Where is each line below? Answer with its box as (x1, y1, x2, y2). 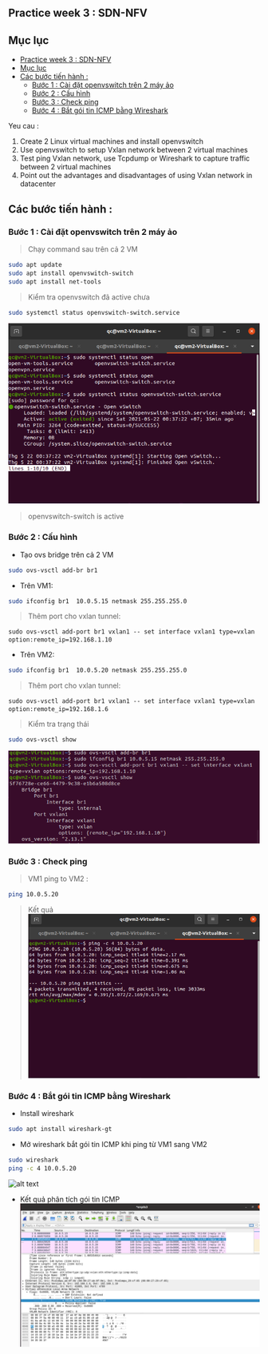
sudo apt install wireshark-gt (8, 1125, 112, 1133)
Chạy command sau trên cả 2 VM (27, 244, 138, 254)
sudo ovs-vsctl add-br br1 (8, 566, 98, 574)
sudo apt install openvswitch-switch (8, 269, 134, 277)
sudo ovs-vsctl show (8, 736, 77, 744)
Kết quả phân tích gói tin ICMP (19, 1194, 120, 1204)
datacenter (19, 179, 57, 189)
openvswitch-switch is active (27, 511, 124, 522)
